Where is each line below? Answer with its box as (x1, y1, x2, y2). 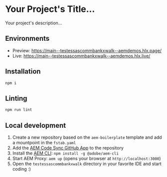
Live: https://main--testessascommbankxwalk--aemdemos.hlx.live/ (12, 53, 151, 59)
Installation (5, 67, 41, 76)
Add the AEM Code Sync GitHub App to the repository (12, 145, 124, 151)
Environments (5, 34, 50, 43)
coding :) (12, 166, 31, 172)
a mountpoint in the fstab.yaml (12, 139, 76, 145)
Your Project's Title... (5, 3, 95, 15)
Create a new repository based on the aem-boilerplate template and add (12, 134, 162, 140)
